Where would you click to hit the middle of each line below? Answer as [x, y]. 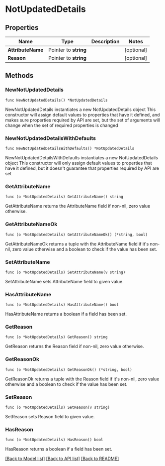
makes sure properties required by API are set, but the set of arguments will [82, 120]
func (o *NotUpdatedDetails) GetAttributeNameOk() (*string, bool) [77, 234]
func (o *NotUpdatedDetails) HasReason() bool [54, 440]
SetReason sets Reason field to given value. [50, 417]
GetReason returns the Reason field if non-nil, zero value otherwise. [75, 347]
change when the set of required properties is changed [62, 125]
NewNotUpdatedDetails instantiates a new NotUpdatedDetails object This [81, 109]
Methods [19, 76]
